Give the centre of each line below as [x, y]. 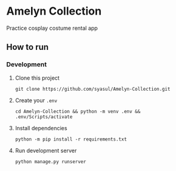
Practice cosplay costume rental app [52, 28]
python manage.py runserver [50, 162]
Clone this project [37, 78]
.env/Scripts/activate [44, 117]
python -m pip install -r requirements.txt [71, 139]
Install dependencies [41, 128]
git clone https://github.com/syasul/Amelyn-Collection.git [93, 89]
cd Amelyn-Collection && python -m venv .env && [78, 111]
